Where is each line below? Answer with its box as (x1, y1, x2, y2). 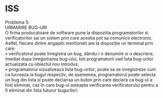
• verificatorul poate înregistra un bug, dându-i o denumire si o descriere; (5, 50, 154, 57)
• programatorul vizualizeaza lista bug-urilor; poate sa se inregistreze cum (5, 66, 156, 72)
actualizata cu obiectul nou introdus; (5, 61, 79, 67)
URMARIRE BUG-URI (5, 24, 47, 30)
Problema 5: (5, 19, 30, 25)
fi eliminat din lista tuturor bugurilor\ (5, 87, 78, 93)
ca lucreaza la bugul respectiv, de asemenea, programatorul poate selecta (5, 71, 156, 77)
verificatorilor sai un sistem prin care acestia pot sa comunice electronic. (5, 35, 153, 41)
